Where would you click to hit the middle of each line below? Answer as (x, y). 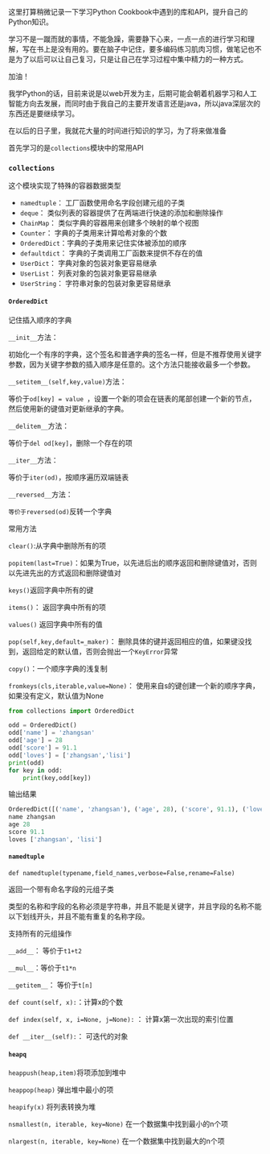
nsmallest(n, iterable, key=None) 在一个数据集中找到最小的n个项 (119, 1124)
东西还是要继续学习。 (43, 114)
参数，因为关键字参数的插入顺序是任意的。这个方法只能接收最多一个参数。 (131, 364)
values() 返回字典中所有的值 (55, 624)
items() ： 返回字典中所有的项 (57, 607)
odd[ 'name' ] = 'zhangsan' (51, 733)
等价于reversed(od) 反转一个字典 (60, 511)
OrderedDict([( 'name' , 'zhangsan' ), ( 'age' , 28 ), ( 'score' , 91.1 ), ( (127, 809)
